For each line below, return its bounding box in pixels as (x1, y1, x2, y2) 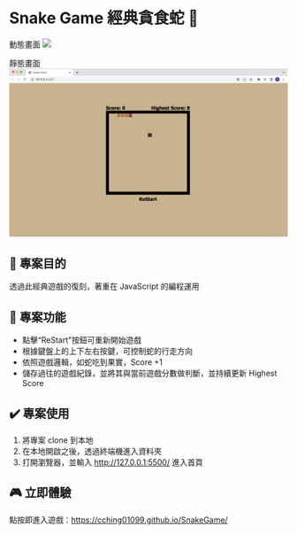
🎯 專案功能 (9, 309, 66, 324)
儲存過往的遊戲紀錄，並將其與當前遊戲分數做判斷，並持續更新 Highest (21, 368, 278, 379)
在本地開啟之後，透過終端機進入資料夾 (21, 446, 162, 457)
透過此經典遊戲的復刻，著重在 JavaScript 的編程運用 (9, 281, 201, 292)
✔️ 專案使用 (9, 406, 70, 421)
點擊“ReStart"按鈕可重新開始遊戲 (21, 335, 142, 345)
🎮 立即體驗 (9, 485, 72, 500)
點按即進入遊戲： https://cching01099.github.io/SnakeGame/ (9, 515, 228, 525)
